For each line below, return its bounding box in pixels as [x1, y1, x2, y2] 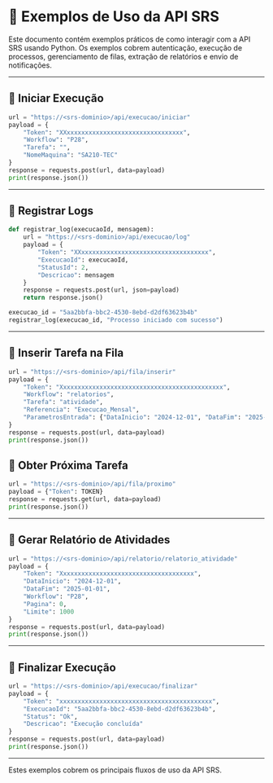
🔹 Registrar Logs [8, 204, 93, 218]
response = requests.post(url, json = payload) [23, 286, 180, 294]
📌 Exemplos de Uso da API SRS [8, 7, 219, 26]
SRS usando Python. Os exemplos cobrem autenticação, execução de [8, 42, 242, 52]
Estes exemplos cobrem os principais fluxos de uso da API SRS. [8, 765, 222, 775]
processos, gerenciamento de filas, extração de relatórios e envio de [8, 51, 239, 61]
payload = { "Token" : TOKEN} [8, 488, 104, 496]
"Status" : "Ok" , [23, 712, 79, 720]
